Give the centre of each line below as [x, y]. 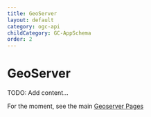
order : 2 [20, 39]
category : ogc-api [34, 26]
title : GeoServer [32, 13]
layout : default [30, 20]
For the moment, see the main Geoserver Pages [75, 106]
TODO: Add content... [38, 93]
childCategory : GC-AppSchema [49, 33]
